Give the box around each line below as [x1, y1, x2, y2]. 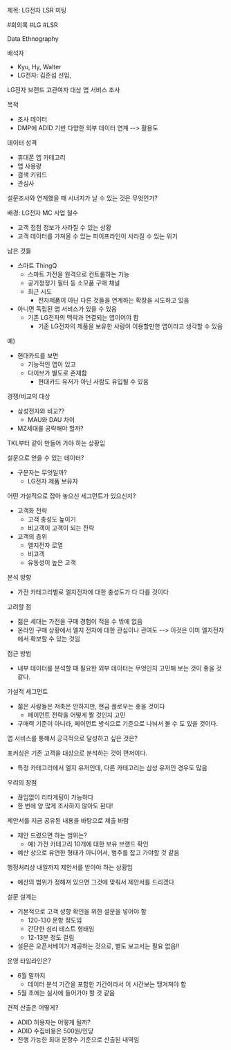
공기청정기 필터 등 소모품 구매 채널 [27, 279, 120, 287]
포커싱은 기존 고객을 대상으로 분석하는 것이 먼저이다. [7, 749, 147, 757]
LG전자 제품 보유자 [27, 477, 78, 485]
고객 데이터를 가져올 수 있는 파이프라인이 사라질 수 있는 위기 [17, 232, 178, 240]
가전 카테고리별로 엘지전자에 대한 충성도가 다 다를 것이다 [17, 588, 169, 596]
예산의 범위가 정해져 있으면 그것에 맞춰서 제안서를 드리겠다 [17, 878, 175, 886]
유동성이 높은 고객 [27, 558, 76, 567]
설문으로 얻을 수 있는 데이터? [7, 454, 84, 462]
